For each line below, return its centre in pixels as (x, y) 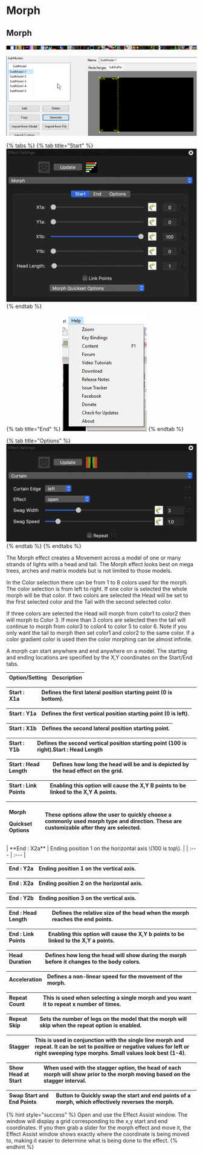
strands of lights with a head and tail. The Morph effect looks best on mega (100, 564)
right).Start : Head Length (70, 749)
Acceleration (25, 980)
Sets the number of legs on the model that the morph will (113, 1018)
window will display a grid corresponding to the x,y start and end (87, 1121)
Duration (20, 961)
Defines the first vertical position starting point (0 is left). (115, 713)
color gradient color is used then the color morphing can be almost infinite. (99, 640)
